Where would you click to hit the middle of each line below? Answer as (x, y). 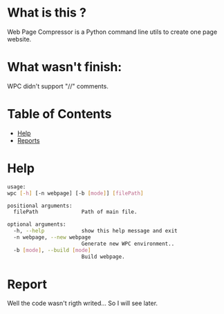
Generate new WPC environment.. (128, 244)
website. (19, 39)
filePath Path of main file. (75, 212)
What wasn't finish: (65, 67)
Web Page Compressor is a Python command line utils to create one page (112, 32)
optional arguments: (37, 225)
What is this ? (47, 13)
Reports (28, 140)
